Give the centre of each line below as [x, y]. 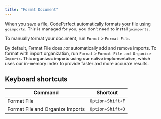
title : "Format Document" [32, 10]
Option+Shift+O [107, 109]
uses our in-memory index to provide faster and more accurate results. [77, 63]
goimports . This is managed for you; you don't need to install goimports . [78, 29]
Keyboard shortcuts [36, 79]
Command [46, 93]
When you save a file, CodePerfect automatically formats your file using [78, 24]
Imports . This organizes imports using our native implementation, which [78, 58]
